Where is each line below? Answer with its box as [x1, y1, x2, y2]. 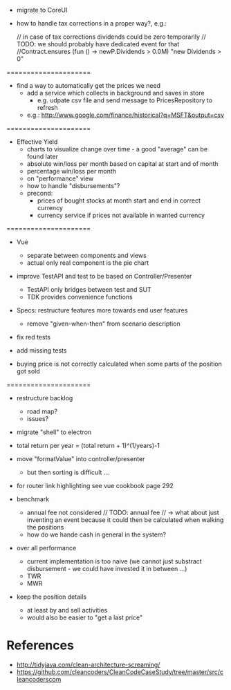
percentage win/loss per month [26, 167, 117, 175]
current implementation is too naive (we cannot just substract [26, 557, 202, 566]
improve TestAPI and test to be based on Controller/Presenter [16, 272, 192, 280]
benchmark [16, 495, 50, 503]
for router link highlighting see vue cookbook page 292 [16, 482, 174, 489]
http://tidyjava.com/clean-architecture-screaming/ [16, 660, 160, 669]
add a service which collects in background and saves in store [26, 89, 205, 97]
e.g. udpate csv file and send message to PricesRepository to [37, 96, 212, 104]
